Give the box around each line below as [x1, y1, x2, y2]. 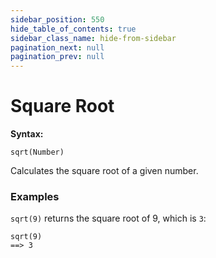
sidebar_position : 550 [10, 14, 105, 25]
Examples [10, 189, 60, 203]
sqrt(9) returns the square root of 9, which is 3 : [10, 212, 207, 225]
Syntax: [10, 128, 44, 140]
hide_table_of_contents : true [10, 24, 137, 34]
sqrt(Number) [10, 147, 65, 158]
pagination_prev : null [10, 52, 105, 62]
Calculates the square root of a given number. [10, 165, 199, 177]
